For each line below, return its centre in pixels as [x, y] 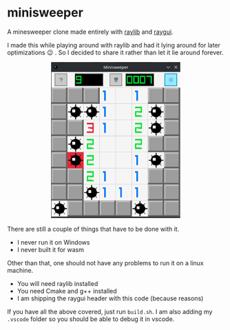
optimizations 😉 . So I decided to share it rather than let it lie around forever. [115, 52]
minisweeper [45, 13]
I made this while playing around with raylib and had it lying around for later [114, 45]
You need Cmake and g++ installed [67, 291]
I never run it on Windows [53, 242]
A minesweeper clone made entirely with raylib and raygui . [90, 32]
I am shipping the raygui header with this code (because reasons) [110, 298]
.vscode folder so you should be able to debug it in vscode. [91, 319]
